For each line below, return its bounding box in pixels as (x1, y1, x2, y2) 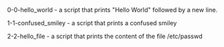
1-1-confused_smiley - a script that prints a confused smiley (7, 19, 177, 27)
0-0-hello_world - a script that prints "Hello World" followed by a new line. (7, 6, 218, 14)
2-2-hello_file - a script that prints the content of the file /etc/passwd (7, 32, 203, 40)
